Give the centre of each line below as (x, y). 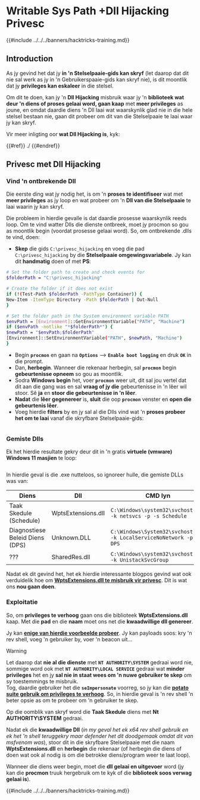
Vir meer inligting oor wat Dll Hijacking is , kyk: (63, 134)
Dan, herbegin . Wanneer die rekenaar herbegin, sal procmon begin (96, 368)
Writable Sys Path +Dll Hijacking (88, 11)
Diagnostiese (27, 531)
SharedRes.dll (71, 557)
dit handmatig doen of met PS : (53, 261)
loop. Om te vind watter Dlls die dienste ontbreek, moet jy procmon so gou (97, 225)
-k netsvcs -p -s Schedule (149, 516)
